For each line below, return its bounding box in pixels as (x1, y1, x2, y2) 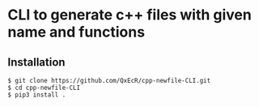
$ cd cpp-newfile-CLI (7, 83, 81, 92)
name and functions (7, 23, 146, 41)
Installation (7, 55, 66, 69)
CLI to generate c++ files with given (7, 6, 252, 24)
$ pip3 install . (7, 91, 66, 99)
